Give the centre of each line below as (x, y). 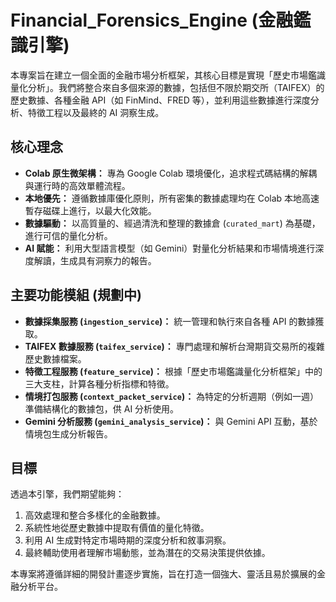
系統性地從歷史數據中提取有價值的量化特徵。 (117, 528)
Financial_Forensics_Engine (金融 (152, 20)
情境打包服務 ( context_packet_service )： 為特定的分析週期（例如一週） (172, 396)
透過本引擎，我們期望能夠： (67, 494)
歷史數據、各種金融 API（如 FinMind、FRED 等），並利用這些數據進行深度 (160, 100)
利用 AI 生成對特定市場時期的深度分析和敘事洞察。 (128, 540)
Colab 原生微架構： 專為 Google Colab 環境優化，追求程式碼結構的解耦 (171, 173)
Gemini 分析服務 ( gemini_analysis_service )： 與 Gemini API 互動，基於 (171, 421)
